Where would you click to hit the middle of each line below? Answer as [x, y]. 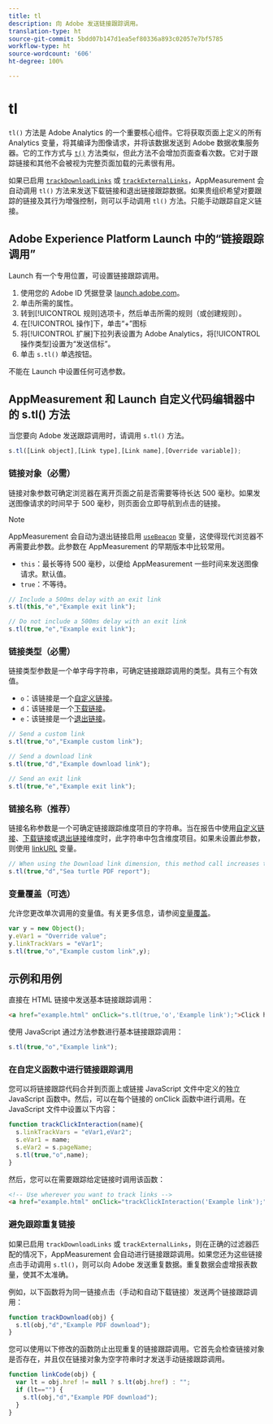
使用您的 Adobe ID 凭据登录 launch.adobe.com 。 [102, 292]
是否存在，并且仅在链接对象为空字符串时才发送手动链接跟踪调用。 [119, 1359]
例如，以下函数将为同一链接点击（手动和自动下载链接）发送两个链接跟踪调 [133, 1291]
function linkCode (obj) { [52, 1375]
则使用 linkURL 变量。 [45, 848]
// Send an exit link [45, 779]
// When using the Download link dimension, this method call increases [134, 864]
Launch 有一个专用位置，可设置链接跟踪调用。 [86, 275]
